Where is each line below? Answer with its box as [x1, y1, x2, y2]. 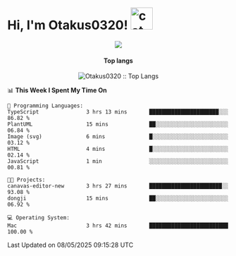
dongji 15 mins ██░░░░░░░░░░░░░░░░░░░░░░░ [7, 195, 229, 202]
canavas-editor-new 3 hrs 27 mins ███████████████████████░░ [7, 183, 229, 190]
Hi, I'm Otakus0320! [7, 18, 128, 33]
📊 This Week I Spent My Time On [7, 86, 107, 95]
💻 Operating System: [7, 214, 70, 221]
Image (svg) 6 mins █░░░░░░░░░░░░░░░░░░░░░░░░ [7, 133, 229, 140]
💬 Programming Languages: [7, 102, 83, 109]
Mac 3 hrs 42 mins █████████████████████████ [7, 222, 229, 229]
